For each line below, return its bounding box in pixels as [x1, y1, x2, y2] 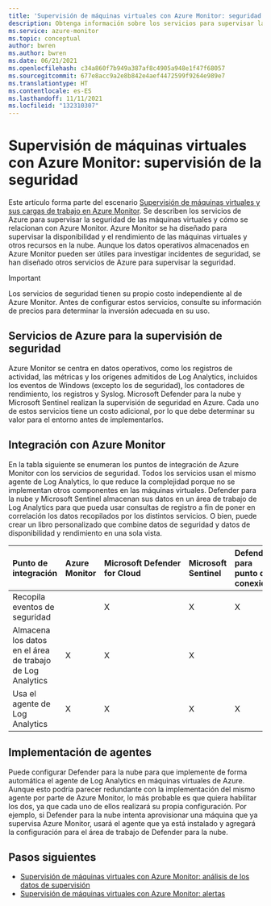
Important [8, 273, 41, 283]
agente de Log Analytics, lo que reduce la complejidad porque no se [8, 477, 236, 486]
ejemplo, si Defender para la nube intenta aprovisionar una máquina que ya [8, 810, 258, 820]
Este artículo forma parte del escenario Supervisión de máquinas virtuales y [8, 198, 261, 207]
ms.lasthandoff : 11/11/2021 [8, 94, 103, 102]
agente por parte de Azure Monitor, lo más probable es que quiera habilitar [8, 792, 256, 803]
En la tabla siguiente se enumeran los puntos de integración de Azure [8, 459, 240, 469]
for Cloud [103, 567, 141, 578]
